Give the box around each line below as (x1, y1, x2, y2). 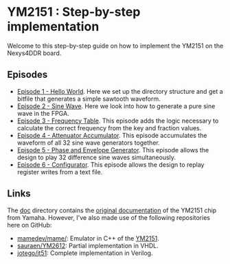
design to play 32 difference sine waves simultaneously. (16, 153, 176, 161)
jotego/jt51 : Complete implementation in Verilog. (16, 249, 153, 257)
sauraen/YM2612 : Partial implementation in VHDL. (16, 241, 159, 250)
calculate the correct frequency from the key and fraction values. (16, 123, 202, 132)
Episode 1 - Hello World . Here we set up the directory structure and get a (16, 87, 223, 95)
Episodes (7, 69, 48, 81)
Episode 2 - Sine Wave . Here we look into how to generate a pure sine (16, 101, 216, 110)
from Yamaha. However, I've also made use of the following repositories (7, 213, 211, 221)
